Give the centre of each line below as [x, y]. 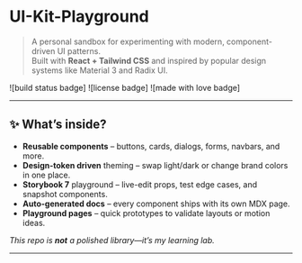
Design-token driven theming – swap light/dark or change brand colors [155, 165]
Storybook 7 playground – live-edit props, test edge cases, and [140, 184]
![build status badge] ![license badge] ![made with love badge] [125, 87]
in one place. [46, 175]
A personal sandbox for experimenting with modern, [128, 41]
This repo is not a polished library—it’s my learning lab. [112, 240]
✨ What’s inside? [58, 125]
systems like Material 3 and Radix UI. [99, 70]
